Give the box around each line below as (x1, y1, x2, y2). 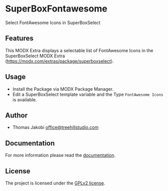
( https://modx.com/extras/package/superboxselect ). (5, 58, 114, 64)
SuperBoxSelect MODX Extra (5, 53, 65, 59)
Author (5, 111, 28, 119)
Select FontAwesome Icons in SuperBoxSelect (5, 20, 101, 26)
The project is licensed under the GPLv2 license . (5, 180, 105, 186)
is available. (12, 96, 37, 103)
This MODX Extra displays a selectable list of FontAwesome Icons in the (5, 47, 153, 53)
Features (5, 34, 34, 43)
